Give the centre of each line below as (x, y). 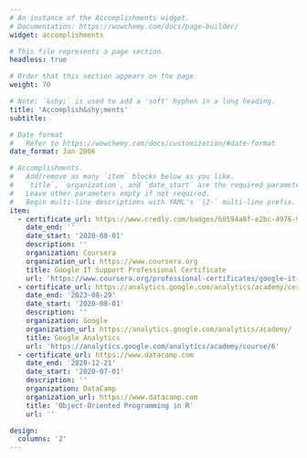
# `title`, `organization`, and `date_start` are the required (136, 185)
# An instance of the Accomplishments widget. (100, 18)
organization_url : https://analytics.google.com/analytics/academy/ (159, 329)
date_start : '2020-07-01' (75, 372)
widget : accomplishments (57, 35)
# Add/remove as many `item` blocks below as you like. (122, 177)
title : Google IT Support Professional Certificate (126, 270)
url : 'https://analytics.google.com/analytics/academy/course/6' (153, 346)
